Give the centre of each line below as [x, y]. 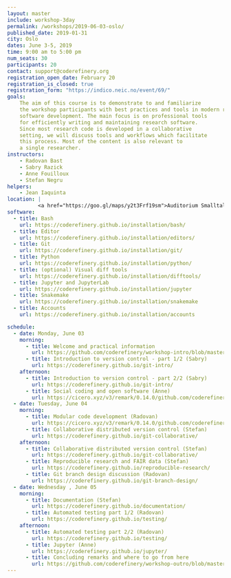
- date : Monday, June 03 [49, 333]
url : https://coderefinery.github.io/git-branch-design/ [115, 481]
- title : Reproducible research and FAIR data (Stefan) [107, 462]
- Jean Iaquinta [43, 193]
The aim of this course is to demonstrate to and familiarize [110, 103]
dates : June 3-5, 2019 [40, 45]
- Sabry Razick [41, 167]
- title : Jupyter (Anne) [61, 545]
